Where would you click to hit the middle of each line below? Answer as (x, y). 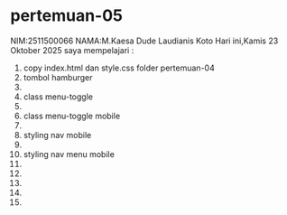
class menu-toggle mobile (72, 116)
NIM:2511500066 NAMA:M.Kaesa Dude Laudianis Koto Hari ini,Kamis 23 (144, 41)
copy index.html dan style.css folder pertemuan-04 (119, 68)
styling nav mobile (57, 135)
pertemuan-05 (67, 16)
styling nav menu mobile (69, 154)
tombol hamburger (58, 77)
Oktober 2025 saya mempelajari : (72, 50)
